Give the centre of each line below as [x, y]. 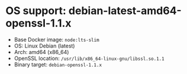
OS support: [36, 11]
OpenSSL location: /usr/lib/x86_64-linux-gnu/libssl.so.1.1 [89, 58]
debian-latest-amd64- [125, 11]
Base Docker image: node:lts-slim [57, 39]
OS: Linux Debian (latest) [44, 46]
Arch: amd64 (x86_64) [41, 52]
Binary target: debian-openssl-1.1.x [58, 64]
